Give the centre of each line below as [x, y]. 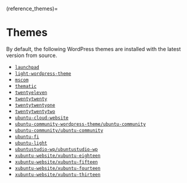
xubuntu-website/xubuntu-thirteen [57, 175]
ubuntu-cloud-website [41, 118]
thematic [26, 86]
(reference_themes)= [32, 9]
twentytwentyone [35, 105]
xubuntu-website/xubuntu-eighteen [57, 156]
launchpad [27, 67]
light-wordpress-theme [43, 74]
